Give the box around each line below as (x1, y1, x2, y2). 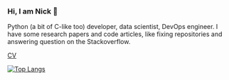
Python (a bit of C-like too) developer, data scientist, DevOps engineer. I (7, 23, 218, 31)
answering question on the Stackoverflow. (7, 38, 131, 46)
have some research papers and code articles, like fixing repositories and (7, 30, 223, 38)
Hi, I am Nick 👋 (7, 6, 58, 16)
